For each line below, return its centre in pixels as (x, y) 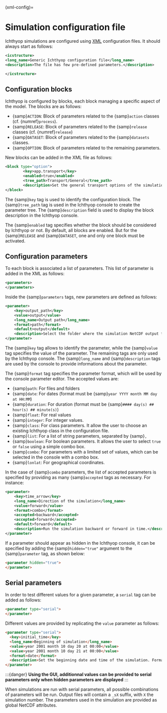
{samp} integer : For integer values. (48, 420)
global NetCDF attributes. (31, 705)
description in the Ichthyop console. (42, 215)
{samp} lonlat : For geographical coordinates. (59, 463)
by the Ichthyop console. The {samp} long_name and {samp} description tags (83, 358)
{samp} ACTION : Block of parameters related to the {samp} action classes (86, 116)
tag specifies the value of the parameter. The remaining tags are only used (82, 354)
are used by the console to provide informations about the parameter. (76, 364)
